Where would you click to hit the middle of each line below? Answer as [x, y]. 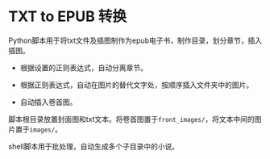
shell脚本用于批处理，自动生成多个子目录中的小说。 [94, 146]
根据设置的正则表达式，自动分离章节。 [83, 67]
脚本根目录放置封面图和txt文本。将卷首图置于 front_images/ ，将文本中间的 [132, 119]
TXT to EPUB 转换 [68, 17]
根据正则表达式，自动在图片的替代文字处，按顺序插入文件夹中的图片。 [137, 85]
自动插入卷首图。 [48, 102]
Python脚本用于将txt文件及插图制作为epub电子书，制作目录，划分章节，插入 [135, 40]
